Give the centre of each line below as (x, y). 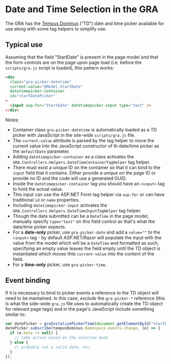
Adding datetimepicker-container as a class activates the (73, 156)
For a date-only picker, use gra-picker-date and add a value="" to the (86, 232)
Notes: (12, 120)
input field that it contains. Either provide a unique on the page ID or (84, 173)
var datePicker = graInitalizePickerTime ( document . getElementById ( (78, 323)
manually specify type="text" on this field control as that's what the (84, 221)
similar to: (16, 314)
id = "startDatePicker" (33, 96)
